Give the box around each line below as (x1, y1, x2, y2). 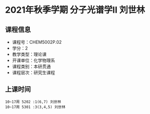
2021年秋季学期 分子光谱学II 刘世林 (5, 4, 145, 16)
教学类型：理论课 (12, 52, 47, 57)
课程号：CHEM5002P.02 (12, 39, 62, 45)
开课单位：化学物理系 (12, 57, 55, 63)
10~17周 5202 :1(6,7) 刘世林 (5, 99, 61, 104)
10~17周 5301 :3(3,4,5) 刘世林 (5, 104, 66, 110)
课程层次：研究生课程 (12, 70, 55, 76)
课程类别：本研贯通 (12, 64, 51, 69)
